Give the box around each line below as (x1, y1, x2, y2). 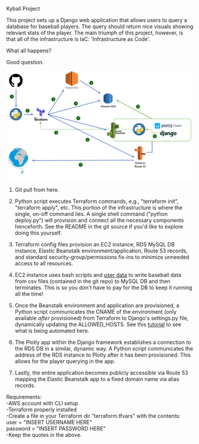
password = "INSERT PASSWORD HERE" (6, 425, 106, 432)
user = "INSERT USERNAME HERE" (6, 418, 93, 426)
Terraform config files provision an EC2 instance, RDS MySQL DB (14, 240, 175, 248)
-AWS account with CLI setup (6, 399, 78, 407)
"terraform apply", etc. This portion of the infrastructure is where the (14, 204, 183, 211)
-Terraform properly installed (6, 406, 77, 413)
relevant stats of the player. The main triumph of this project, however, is (6, 29, 184, 36)
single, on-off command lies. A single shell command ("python (14, 210, 168, 217)
